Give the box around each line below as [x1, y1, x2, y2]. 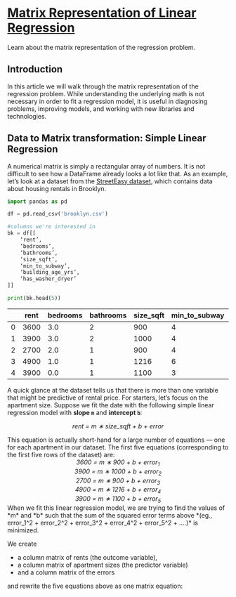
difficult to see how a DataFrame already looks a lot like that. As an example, [7, 169, 228, 178]
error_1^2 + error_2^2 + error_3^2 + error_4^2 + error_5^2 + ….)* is [7, 518, 199, 527]
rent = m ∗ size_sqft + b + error [72, 421, 164, 430]
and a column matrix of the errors [17, 568, 115, 577]
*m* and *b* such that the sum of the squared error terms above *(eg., [7, 511, 213, 519]
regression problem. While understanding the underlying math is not [7, 89, 205, 98]
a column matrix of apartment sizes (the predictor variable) [17, 560, 188, 569]
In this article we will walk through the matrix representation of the [7, 82, 199, 91]
